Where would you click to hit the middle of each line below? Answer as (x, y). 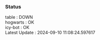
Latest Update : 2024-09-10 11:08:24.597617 (50, 33)
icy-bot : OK (17, 27)
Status (13, 7)
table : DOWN (19, 17)
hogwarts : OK (20, 22)
